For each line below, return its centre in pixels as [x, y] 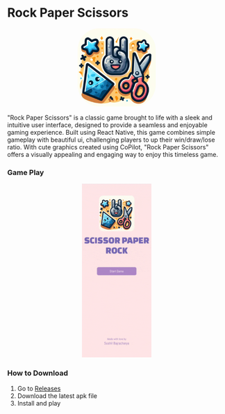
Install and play [39, 403]
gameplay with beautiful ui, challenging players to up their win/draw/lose [111, 140]
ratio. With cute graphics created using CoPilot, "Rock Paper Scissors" [108, 147]
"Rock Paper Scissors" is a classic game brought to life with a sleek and [110, 117]
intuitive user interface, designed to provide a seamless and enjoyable [108, 125]
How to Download [37, 373]
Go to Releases [39, 388]
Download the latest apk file [57, 396]
